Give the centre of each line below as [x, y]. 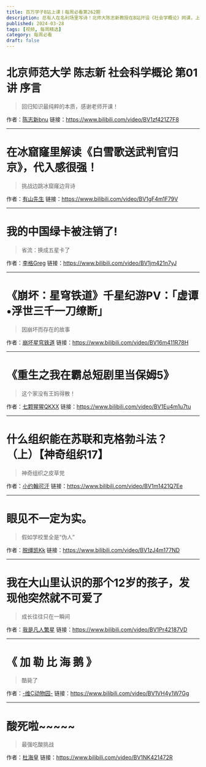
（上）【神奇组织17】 [58, 454]
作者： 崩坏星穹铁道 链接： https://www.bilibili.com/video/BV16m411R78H [97, 342]
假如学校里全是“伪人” [48, 537]
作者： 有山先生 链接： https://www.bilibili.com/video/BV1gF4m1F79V [92, 199]
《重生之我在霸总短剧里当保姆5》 [90, 375]
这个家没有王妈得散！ [48, 393]
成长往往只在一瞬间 [46, 616]
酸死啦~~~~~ [41, 726]
